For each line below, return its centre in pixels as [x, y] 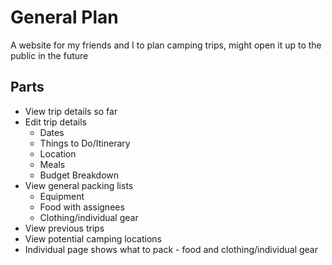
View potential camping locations [93, 238]
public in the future [49, 55]
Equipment [62, 196]
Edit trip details [55, 122]
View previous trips [64, 228]
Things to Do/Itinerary [85, 143]
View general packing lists [79, 185]
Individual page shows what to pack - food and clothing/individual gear [171, 249]
